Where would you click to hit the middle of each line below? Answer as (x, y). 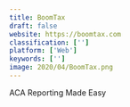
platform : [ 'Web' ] (43, 51)
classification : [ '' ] (49, 42)
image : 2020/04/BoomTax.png (61, 68)
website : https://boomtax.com (65, 34)
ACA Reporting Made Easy (58, 92)
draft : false (33, 26)
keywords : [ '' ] (37, 59)
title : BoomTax (37, 17)
